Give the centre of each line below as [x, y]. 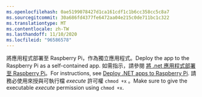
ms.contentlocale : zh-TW [38, 29]
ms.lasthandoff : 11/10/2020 [42, 35]
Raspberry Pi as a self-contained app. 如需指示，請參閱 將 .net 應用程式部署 [101, 65]
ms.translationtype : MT [36, 23]
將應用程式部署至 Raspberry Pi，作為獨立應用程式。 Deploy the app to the [98, 58]
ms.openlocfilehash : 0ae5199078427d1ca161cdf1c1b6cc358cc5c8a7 [88, 12]
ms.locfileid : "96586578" [39, 40]
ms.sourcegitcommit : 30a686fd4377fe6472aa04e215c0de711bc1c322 [88, 18]
